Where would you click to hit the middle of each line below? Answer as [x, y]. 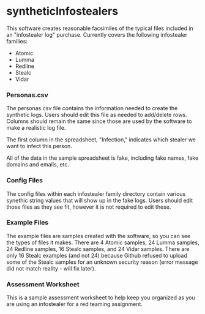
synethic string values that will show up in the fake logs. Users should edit [100, 200]
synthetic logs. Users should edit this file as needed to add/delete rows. [97, 115]
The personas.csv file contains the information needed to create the [92, 108]
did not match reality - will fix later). [51, 268]
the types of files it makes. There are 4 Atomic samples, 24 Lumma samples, [103, 242]
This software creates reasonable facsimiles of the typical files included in [100, 28]
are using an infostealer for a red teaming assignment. [74, 304]
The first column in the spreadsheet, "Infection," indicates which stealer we [101, 140]
